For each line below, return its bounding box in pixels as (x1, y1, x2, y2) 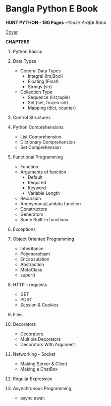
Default (27, 174, 43, 180)
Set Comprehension (20, 144, 61, 150)
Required (27, 179, 47, 185)
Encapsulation (20, 256, 50, 262)
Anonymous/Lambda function (20, 200, 81, 207)
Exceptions (12, 226, 36, 232)
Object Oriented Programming (12, 236, 75, 242)
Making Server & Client (20, 361, 67, 367)
